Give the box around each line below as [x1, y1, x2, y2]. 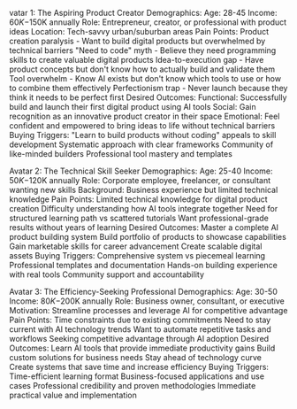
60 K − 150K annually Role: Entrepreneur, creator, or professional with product [9, 17, 287, 27]
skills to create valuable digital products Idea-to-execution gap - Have [9, 55, 264, 65]
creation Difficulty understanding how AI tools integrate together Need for [9, 204, 278, 213]
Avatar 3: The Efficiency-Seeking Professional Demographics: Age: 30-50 [9, 287, 278, 297]
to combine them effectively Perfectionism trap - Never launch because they [9, 83, 288, 93]
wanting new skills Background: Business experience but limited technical [9, 185, 278, 195]
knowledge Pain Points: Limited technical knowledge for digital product [9, 194, 268, 204]
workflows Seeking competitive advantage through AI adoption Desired [9, 334, 270, 343]
